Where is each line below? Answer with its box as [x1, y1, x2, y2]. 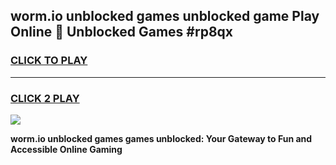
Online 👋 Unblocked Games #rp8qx [10, 24, 234, 41]
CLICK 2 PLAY [10, 91, 80, 105]
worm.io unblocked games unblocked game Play [10, 8, 320, 25]
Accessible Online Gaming [10, 143, 123, 155]
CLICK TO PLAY [10, 54, 88, 68]
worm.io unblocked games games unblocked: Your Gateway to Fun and [10, 132, 313, 144]
